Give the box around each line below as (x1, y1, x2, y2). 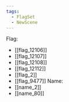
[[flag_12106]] (14, 47, 47, 54)
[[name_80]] (14, 90, 45, 97)
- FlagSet (11, 14, 35, 20)
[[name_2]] (14, 84, 42, 91)
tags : (6, 8, 19, 15)
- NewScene (11, 19, 38, 25)
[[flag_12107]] (14, 53, 47, 60)
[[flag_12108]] (14, 59, 47, 66)
